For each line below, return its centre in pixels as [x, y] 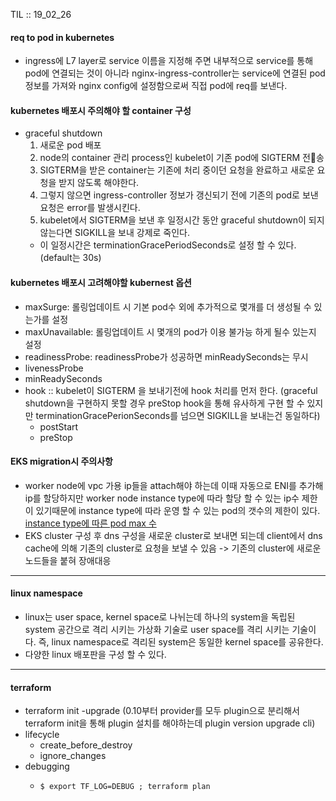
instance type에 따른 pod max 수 [90, 523]
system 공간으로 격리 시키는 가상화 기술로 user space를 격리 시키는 [157, 630]
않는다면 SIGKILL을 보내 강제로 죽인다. [115, 233]
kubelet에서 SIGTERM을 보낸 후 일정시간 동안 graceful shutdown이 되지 [182, 220]
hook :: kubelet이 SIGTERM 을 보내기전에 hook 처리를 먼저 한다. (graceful [171, 390]
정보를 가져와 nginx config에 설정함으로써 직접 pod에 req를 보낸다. [156, 86]
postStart [59, 426]
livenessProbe [54, 368]
